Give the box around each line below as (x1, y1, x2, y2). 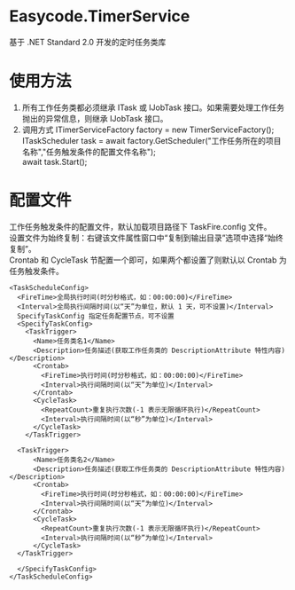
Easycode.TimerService (9, 6, 190, 27)
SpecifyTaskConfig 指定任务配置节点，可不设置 (17, 311, 175, 320)
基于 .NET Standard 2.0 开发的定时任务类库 (9, 36, 167, 47)
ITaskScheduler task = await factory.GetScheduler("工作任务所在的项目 (21, 135, 282, 146)
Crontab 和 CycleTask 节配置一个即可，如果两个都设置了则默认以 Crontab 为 (9, 255, 287, 265)
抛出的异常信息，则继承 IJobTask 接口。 (21, 113, 168, 123)
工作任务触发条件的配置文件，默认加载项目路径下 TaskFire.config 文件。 (9, 221, 272, 232)
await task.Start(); (21, 156, 88, 167)
